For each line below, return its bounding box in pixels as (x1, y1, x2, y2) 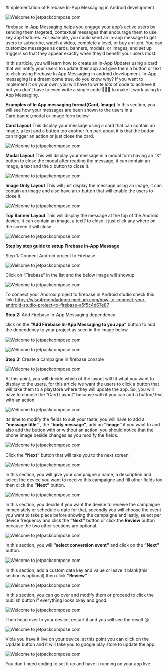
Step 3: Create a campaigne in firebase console (5, 356, 104, 362)
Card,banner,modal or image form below (5, 113, 89, 119)
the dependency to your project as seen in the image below (5, 327, 128, 333)
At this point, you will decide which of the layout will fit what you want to (5, 376, 154, 381)
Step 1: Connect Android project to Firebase (5, 253, 96, 258)
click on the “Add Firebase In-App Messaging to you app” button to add (5, 321, 156, 327)
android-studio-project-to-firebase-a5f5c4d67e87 (5, 302, 109, 308)
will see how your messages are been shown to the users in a (5, 107, 132, 113)
